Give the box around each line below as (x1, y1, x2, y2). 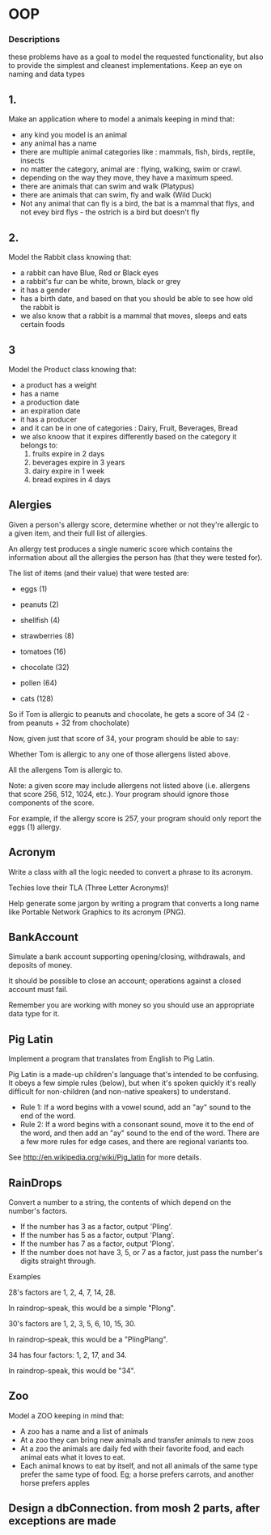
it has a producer (19, 414, 78, 424)
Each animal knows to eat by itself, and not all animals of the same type (19, 1461, 259, 1470)
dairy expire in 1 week (32, 466, 105, 476)
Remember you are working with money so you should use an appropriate (8, 1000, 255, 1010)
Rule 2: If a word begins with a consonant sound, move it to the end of (19, 1120, 255, 1130)
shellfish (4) (19, 615, 61, 625)
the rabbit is (19, 303, 61, 312)
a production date (19, 397, 80, 407)
